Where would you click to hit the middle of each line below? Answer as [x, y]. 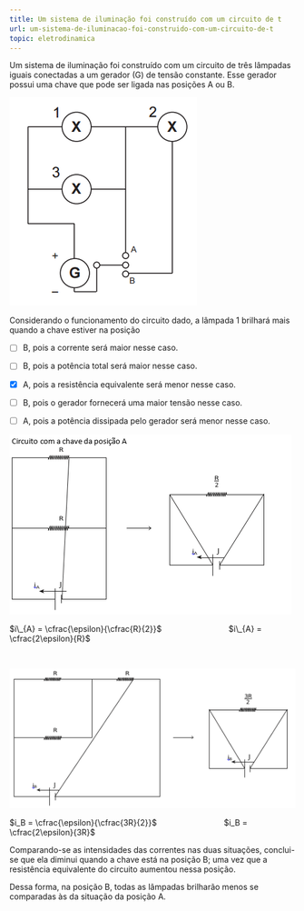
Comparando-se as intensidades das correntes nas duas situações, [136, 849]
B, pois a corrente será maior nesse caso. [100, 348]
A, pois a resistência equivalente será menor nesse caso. [129, 384]
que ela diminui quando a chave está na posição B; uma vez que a [144, 859]
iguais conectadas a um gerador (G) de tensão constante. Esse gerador [143, 75]
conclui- [279, 849]
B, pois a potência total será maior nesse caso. [110, 366]
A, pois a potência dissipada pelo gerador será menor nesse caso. [146, 420]
